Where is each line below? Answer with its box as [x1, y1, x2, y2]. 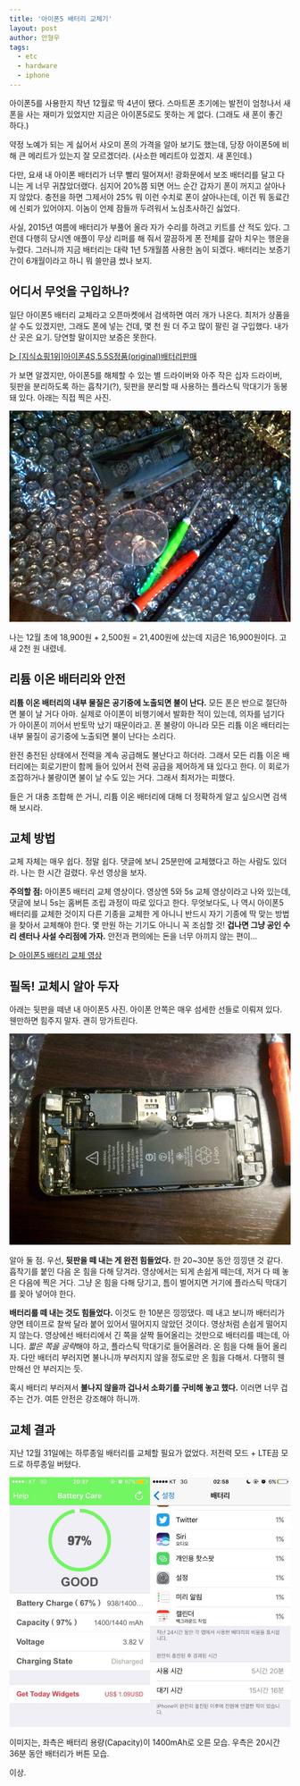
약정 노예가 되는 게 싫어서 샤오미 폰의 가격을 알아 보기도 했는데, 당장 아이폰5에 [9, 139, 280, 149]
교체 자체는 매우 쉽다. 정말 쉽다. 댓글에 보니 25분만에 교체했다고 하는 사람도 [9, 856, 271, 867]
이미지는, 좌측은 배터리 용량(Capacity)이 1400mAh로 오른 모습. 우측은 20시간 [9, 1737, 280, 1748]
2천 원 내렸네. [18, 643, 67, 653]
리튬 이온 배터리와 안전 [9, 671, 127, 687]
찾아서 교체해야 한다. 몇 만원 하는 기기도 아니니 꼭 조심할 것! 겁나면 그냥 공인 [18, 920, 281, 931]
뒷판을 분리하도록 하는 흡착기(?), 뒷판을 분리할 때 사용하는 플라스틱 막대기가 [9, 381, 271, 392]
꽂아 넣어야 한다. [18, 1288, 76, 1300]
